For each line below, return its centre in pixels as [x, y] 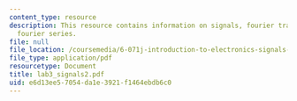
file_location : [37, 50]
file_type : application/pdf [61, 58]
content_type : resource [53, 17]
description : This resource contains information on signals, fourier [142, 25]
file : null [29, 42]
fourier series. [47, 33]
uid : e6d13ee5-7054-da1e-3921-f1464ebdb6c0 [91, 83]
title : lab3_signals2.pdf [57, 75]
